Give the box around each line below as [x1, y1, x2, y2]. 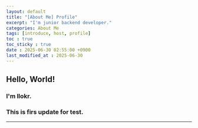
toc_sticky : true [6, 42, 51, 48]
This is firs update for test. [6, 107, 84, 116]
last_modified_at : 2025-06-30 [6, 52, 83, 58]
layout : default [6, 8, 46, 15]
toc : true [6, 36, 33, 42]
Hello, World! [6, 74, 55, 84]
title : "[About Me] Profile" [6, 14, 78, 20]
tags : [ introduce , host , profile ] [6, 31, 91, 37]
